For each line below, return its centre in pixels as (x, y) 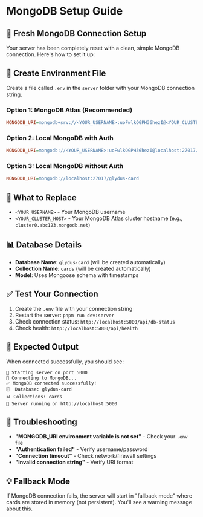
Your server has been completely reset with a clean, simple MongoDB (93, 48)
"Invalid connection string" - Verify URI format (74, 462)
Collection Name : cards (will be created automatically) (83, 268)
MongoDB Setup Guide (65, 11)
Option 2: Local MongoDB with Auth (60, 138)
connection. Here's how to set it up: (51, 54)
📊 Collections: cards (34, 397)
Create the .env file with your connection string (74, 308)
